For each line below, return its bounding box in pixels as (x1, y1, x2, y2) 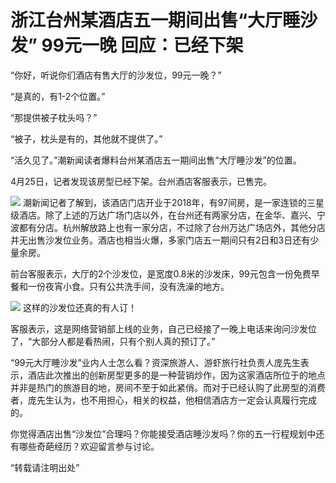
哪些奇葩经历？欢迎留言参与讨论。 (18, 440, 160, 452)
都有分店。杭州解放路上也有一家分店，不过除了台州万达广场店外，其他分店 (18, 221, 326, 233)
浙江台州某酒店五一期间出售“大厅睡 (10, 9, 301, 32)
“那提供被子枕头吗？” (10, 111, 98, 123)
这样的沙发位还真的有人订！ (22, 301, 137, 313)
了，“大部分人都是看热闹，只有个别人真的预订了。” (10, 335, 216, 347)
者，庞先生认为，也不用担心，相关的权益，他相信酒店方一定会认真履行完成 (10, 394, 317, 406)
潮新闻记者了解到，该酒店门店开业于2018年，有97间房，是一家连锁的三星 (22, 196, 325, 208)
